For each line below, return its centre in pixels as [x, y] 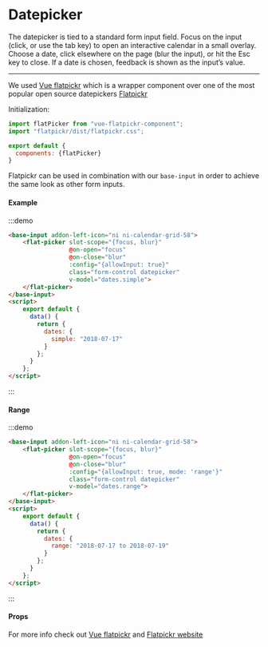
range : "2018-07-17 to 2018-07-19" [110, 546]
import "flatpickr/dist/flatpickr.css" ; [77, 131]
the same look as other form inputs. [67, 185]
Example [23, 202]
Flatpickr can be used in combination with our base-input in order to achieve [134, 176]
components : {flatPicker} [59, 153]
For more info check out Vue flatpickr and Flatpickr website [106, 634]
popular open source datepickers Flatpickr [78, 93]
